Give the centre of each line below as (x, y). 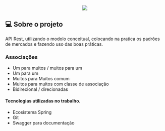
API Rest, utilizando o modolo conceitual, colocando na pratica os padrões (82, 39)
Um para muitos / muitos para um (47, 68)
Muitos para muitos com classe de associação (61, 84)
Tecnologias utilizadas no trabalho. (43, 101)
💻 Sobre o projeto (34, 24)
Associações (21, 57)
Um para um (25, 73)
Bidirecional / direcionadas (40, 89)
